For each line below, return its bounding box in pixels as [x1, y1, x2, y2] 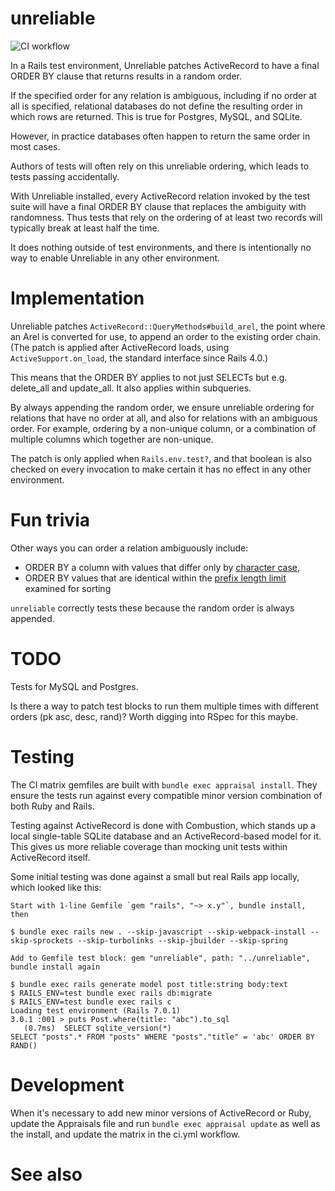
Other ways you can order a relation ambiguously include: [10, 542, 249, 554]
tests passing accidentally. [10, 170, 120, 182]
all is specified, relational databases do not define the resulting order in [10, 100, 303, 112]
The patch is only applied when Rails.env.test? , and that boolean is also [10, 452, 312, 464]
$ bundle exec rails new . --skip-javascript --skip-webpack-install [10, 927, 307, 937]
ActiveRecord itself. [10, 851, 91, 863]
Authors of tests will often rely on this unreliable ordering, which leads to [10, 160, 310, 172]
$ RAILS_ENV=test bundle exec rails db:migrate [10, 988, 213, 998]
